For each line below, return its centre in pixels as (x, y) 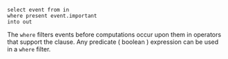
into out (20, 22)
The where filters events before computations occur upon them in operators (114, 35)
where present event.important (52, 16)
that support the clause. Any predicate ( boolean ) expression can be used (113, 42)
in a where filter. (29, 49)
